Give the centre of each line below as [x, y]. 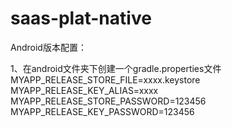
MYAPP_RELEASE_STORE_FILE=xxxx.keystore [105, 79]
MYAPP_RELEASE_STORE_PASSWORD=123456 [108, 101]
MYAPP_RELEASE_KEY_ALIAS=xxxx [84, 90]
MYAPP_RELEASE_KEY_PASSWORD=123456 [102, 111]
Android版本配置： [48, 47]
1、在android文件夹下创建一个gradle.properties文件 [116, 68]
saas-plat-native [81, 18]
